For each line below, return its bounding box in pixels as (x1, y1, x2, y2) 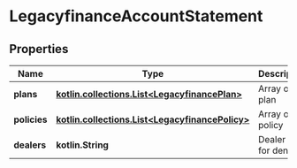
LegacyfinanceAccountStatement (9, 6, 263, 27)
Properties (9, 42, 69, 57)
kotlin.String (56, 139, 109, 151)
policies (13, 113, 48, 126)
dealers (13, 139, 47, 151)
